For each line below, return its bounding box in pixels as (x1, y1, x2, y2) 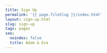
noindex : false (10, 36, 42, 41)
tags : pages (5, 26, 30, 31)
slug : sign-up (5, 21, 35, 27)
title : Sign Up (5, 7, 37, 13)
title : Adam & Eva (10, 40, 49, 45)
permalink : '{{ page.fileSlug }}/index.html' (5, 12, 102, 17)
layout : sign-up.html (5, 17, 51, 22)
